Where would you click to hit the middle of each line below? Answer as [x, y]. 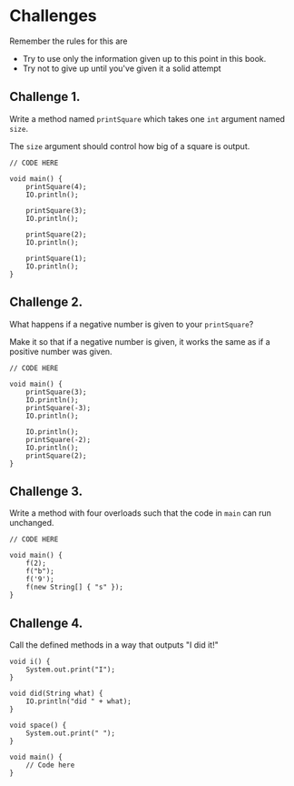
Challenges [53, 16]
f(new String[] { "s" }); [75, 588]
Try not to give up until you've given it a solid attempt [122, 68]
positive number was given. [61, 351]
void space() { [38, 726]
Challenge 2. [46, 302]
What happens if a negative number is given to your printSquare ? [132, 324]
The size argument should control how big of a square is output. [130, 146]
